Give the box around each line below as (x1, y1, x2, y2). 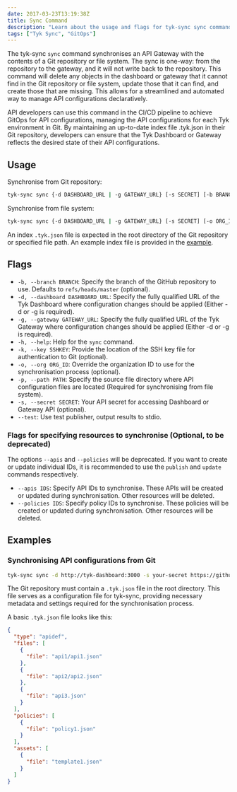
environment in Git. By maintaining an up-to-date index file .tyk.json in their (7, 123, 226, 132)
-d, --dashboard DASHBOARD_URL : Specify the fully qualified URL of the (17, 292, 220, 301)
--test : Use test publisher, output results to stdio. (17, 412, 162, 421)
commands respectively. (7, 470, 79, 478)
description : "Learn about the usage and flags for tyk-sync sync (7, 23, 207, 30)
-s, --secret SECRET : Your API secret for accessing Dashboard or (17, 397, 209, 406)
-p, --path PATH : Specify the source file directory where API (17, 375, 194, 383)
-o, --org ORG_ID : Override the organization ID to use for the (17, 360, 195, 368)
